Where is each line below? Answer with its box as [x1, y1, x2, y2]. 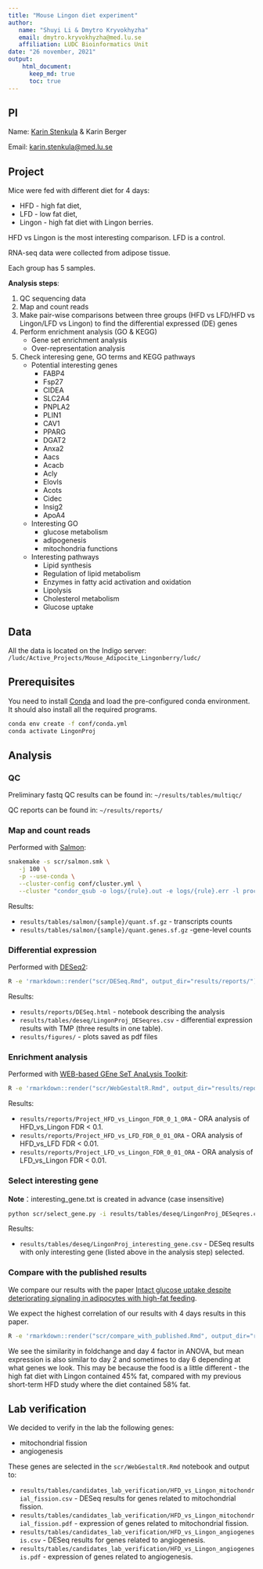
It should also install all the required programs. [8, 704, 158, 714]
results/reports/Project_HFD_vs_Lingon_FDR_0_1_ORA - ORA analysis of [19, 1114, 250, 1123]
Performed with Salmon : [8, 843, 86, 852]
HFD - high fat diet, [19, 201, 82, 210]
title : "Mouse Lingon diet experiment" [8, 11, 139, 20]
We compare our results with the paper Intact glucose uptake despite [8, 1285, 232, 1294]
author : [8, 19, 34, 27]
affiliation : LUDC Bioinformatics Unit [18, 41, 149, 49]
